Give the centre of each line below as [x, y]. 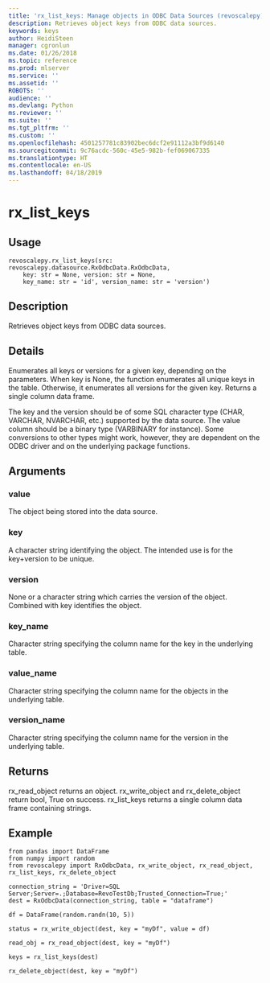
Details [26, 351]
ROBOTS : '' [27, 90]
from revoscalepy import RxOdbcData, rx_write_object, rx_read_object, [131, 866]
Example [31, 833]
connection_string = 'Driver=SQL [64, 887]
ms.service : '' [34, 76]
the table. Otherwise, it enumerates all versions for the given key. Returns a [133, 388]
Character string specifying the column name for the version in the [119, 738]
